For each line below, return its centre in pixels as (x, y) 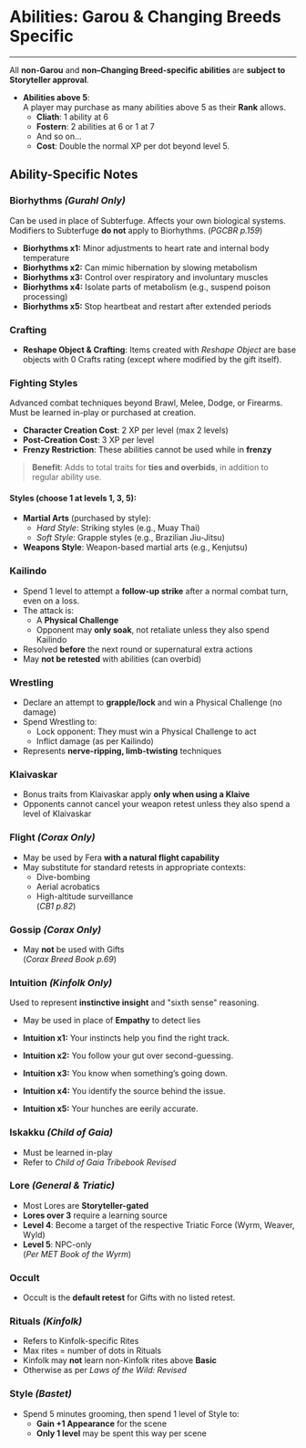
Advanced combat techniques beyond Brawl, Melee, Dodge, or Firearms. (146, 403)
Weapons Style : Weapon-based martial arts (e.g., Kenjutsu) (135, 547)
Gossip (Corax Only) (56, 929)
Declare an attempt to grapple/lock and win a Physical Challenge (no (152, 703)
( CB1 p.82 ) (56, 906)
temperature (46, 257)
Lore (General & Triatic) (62, 1186)
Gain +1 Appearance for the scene (101, 1423)
